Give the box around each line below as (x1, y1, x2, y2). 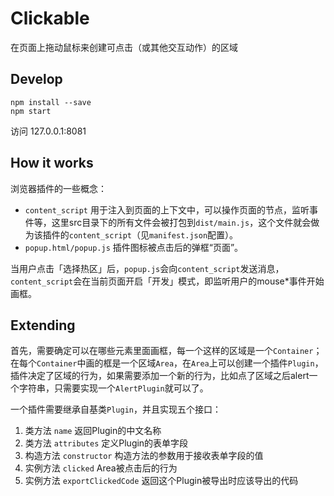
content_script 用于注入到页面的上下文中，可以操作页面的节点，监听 (24, 203, 310, 216)
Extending (10, 317, 76, 334)
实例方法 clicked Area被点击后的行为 (24, 462, 178, 474)
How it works (10, 155, 94, 172)
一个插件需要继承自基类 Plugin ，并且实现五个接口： (10, 403, 222, 416)
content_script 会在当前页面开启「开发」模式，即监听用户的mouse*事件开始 (10, 275, 325, 287)
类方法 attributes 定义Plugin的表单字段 (24, 437, 189, 449)
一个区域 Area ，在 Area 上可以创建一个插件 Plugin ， (120, 357, 324, 369)
